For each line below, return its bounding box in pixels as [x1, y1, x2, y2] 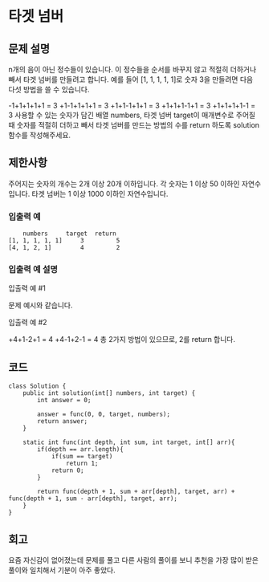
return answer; [37, 417, 88, 425]
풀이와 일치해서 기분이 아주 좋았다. [8, 565, 116, 575]
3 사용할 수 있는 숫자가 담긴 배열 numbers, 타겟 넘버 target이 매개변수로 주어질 [8, 110, 255, 120]
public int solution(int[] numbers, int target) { [22, 389, 196, 397]
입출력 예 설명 [8, 264, 59, 275]
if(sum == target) [51, 453, 113, 461]
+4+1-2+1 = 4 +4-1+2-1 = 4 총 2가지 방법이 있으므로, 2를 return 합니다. [8, 335, 235, 344]
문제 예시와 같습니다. [8, 300, 73, 310]
